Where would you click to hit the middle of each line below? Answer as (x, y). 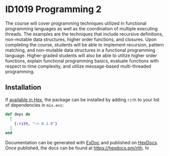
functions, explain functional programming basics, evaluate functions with (82, 61)
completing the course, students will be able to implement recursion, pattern (84, 44)
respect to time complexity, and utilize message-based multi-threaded (78, 66)
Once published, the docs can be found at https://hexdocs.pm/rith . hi (77, 148)
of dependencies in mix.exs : (35, 105)
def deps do (18, 114)
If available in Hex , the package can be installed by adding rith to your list (82, 99)
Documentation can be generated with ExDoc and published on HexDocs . (82, 143)
